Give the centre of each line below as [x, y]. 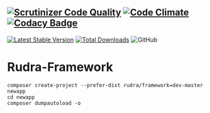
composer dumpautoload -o [44, 103]
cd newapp [21, 97]
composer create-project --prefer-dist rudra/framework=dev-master [105, 85]
